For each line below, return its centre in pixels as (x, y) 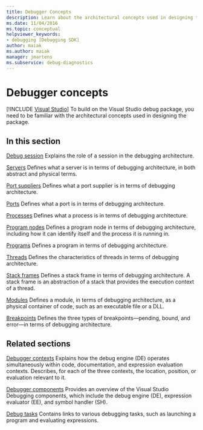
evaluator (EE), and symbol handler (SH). (57, 402)
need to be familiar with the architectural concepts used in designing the (96, 116)
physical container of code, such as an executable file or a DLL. (85, 306)
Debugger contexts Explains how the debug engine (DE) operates (88, 359)
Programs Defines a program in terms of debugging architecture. (87, 245)
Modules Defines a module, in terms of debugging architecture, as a (91, 300)
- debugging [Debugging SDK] (43, 40)
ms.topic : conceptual (34, 29)
